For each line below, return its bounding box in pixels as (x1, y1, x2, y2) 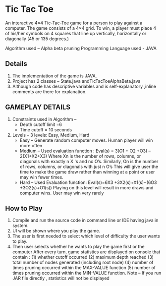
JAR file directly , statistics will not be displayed (12, 275, 110, 281)
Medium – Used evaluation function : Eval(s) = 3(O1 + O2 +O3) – (19, 148, 151, 154)
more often (19, 142, 43, 148)
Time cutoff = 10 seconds (19, 126, 72, 132)
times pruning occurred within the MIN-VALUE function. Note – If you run (12, 270, 162, 276)
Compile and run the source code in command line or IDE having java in (12, 217, 159, 224)
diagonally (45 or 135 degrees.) (5, 36, 69, 42)
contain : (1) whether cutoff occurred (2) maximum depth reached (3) (12, 254, 154, 260)
